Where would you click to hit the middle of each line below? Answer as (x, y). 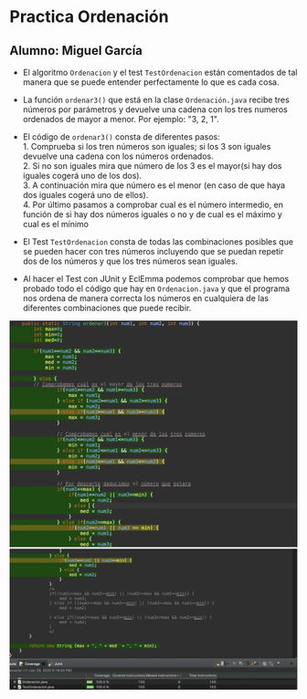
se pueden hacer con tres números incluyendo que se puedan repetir (153, 251)
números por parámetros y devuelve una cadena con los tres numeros (155, 110)
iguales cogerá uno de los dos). (82, 176)
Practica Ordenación (89, 17)
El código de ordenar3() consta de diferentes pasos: (122, 137)
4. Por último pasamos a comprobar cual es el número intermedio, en (153, 204)
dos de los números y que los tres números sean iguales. (130, 261)
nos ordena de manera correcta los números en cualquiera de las (146, 298)
